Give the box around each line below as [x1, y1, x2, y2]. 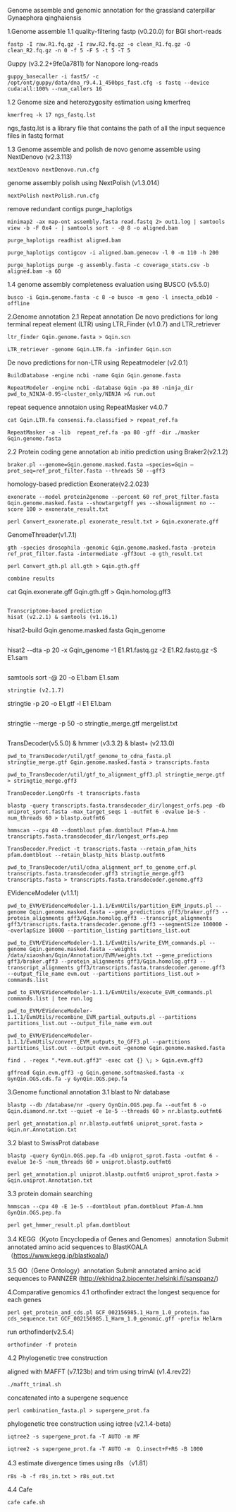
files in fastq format [7, 131, 64, 140]
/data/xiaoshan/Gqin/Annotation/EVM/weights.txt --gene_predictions [7, 952, 213, 959]
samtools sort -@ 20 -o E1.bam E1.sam [7, 673, 120, 681]
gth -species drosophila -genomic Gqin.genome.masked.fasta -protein [7, 544, 216, 551]
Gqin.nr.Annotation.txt [7, 1126, 77, 1133]
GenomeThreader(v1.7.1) [7, 531, 77, 539]
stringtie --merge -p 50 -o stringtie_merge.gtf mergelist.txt [7, 719, 178, 727]
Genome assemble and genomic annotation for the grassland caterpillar [7, 6, 216, 14]
